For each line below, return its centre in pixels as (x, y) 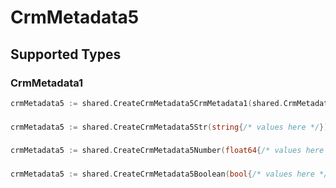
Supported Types (66, 54)
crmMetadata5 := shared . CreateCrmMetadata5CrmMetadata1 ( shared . (147, 103)
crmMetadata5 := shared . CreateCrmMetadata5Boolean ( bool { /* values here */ (169, 174)
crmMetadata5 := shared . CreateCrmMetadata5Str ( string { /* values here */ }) (169, 127)
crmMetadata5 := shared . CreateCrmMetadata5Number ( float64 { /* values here (167, 151)
